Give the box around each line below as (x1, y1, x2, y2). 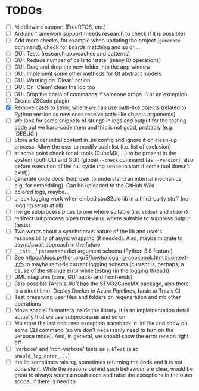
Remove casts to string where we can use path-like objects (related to (14, 104, 186, 111)
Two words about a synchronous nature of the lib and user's (14, 228, 163, 235)
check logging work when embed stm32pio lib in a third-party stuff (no (14, 195, 189, 202)
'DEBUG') (14, 130, 38, 137)
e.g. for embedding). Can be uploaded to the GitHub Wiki (14, 181, 155, 189)
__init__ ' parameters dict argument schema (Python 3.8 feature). (14, 247, 175, 254)
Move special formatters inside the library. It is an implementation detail (14, 306, 190, 313)
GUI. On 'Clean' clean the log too (14, 84, 95, 91)
